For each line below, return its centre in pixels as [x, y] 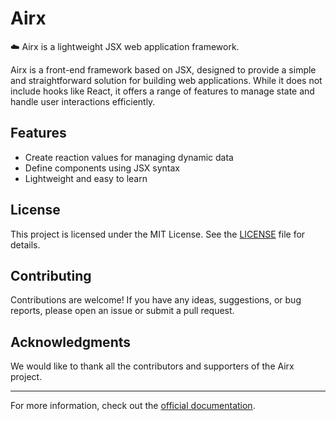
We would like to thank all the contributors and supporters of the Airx [152, 366]
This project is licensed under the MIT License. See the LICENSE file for [158, 234]
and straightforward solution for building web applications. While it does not [166, 80]
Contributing [51, 275]
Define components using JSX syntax [102, 168]
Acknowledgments [71, 342]
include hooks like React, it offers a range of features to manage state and [162, 91]
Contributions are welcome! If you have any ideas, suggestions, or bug [156, 300]
